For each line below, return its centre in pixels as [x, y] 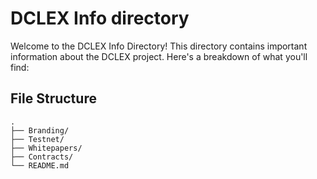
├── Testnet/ [37, 139]
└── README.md [40, 165]
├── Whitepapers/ [46, 148]
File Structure [53, 98]
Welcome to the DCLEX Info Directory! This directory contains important [159, 46]
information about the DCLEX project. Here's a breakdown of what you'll [159, 56]
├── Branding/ [40, 130]
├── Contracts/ [42, 157]
